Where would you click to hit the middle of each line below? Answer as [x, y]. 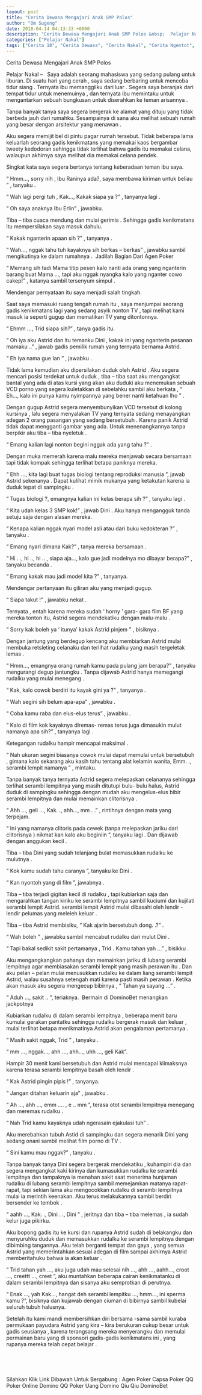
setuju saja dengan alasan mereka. [49, 516]
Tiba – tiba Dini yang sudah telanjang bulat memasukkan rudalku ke [90, 853]
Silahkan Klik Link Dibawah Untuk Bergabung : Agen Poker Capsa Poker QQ [100, 1379]
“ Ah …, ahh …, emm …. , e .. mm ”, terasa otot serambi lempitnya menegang [100, 1105]
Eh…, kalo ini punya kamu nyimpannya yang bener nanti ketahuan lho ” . [95, 395]
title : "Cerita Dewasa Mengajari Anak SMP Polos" [70, 17]
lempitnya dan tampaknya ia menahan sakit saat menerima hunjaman [92, 1177]
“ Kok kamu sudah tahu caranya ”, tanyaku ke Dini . [69, 871]
